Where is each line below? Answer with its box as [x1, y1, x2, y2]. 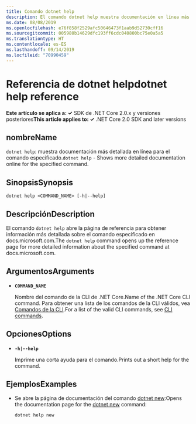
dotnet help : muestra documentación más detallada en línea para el [6, 148, 170, 155]
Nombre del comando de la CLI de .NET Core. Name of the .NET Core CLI [14, 293, 191, 300]
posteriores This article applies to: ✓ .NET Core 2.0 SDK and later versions [6, 116, 186, 123]
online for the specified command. [6, 161, 89, 168]
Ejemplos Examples [6, 379, 77, 389]
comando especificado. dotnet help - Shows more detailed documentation [6, 154, 185, 161]
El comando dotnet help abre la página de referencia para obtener [6, 225, 167, 232]
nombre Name [6, 133, 57, 143]
